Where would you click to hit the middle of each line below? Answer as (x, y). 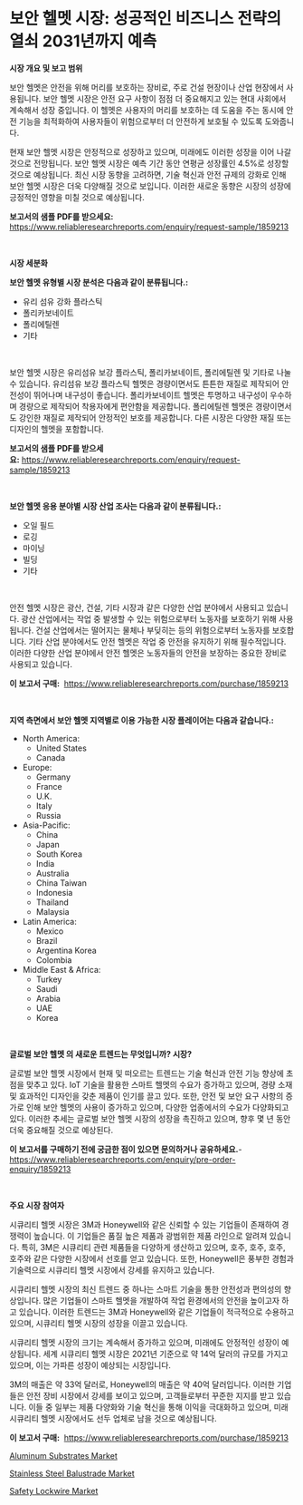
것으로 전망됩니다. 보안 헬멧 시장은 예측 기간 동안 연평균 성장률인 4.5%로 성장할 (149, 163)
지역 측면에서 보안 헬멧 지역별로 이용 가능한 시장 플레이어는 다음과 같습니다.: (142, 720)
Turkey (49, 979)
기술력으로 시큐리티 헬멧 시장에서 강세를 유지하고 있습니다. (112, 1269)
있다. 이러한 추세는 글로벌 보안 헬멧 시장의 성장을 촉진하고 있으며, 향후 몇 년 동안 (150, 1118)
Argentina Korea (66, 950)
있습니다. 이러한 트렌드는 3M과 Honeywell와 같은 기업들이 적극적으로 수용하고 (156, 1312)
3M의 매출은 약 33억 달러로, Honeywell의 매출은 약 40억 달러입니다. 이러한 (142, 1384)
